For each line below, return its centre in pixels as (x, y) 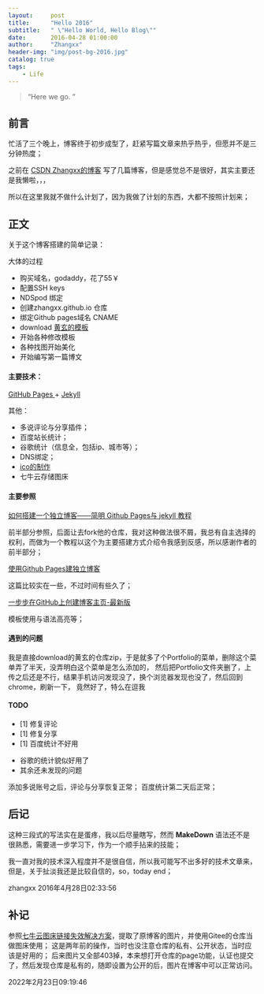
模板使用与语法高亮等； (46, 619)
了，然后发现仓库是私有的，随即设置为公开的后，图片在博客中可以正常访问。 (132, 965)
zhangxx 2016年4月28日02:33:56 (62, 888)
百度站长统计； (44, 437)
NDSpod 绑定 (41, 298)
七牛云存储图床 (44, 477)
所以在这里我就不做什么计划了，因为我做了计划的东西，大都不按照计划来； (129, 197)
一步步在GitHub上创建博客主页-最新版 (70, 602)
